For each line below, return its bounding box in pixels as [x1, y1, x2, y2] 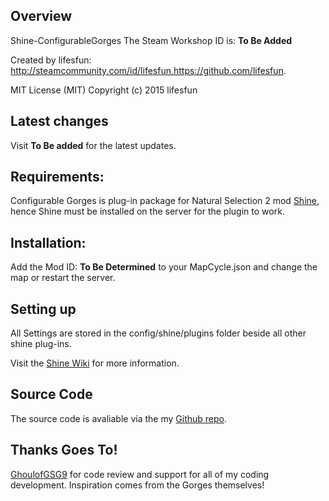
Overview [10, 8, 73, 25]
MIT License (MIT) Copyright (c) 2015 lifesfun [10, 84, 198, 96]
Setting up [10, 300, 77, 318]
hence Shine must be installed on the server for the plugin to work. [10, 205, 285, 218]
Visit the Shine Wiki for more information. [10, 357, 180, 369]
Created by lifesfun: [10, 54, 92, 66]
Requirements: [10, 169, 105, 186]
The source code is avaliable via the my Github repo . [10, 412, 228, 424]
